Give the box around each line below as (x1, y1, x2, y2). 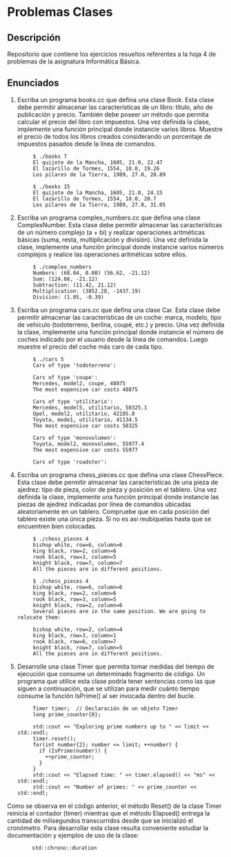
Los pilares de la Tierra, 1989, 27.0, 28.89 (32, 171, 166, 178)
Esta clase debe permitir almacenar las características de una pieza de (17, 478, 219, 486)
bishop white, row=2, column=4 (32, 626, 123, 633)
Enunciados (7, 77, 60, 89)
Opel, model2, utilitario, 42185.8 (32, 410, 135, 417)
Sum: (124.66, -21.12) (32, 276, 98, 282)
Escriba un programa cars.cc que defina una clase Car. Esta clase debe (17, 305, 221, 314)
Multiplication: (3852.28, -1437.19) (32, 287, 141, 294)
